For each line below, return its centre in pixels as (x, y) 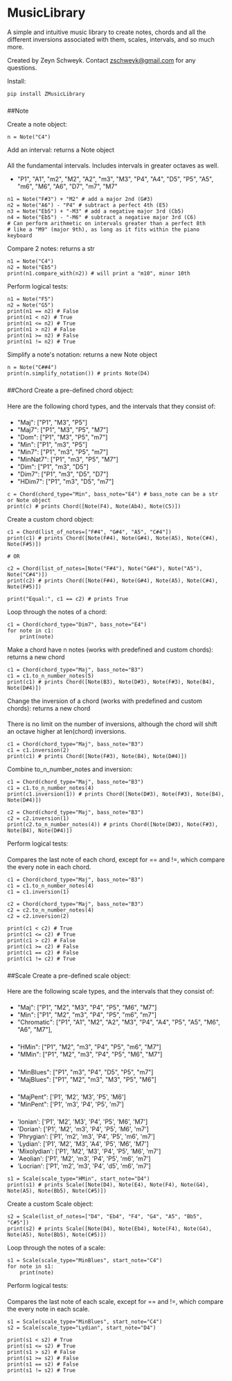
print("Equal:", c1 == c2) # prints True (68, 599)
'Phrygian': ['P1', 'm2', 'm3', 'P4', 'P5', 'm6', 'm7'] (86, 1137)
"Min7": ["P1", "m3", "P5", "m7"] (63, 452)
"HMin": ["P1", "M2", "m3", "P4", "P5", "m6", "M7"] (89, 1047)
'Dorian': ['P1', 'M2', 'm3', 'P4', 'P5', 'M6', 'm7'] (83, 1129)
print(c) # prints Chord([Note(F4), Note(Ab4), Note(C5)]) (94, 506)
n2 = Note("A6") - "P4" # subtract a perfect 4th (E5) (88, 205)
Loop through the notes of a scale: (56, 1248)
